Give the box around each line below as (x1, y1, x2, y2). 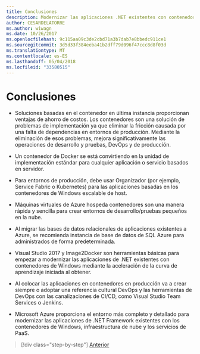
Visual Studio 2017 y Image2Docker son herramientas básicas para (14, 250, 180, 257)
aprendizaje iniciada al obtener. (14, 269, 92, 276)
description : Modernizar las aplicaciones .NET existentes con (6, 14, 167, 20)
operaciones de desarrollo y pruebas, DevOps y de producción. (14, 141, 171, 148)
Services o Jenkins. (14, 299, 64, 306)
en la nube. (14, 214, 43, 221)
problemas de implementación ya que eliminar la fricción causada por (14, 122, 186, 129)
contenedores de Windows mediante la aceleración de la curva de (14, 262, 177, 269)
